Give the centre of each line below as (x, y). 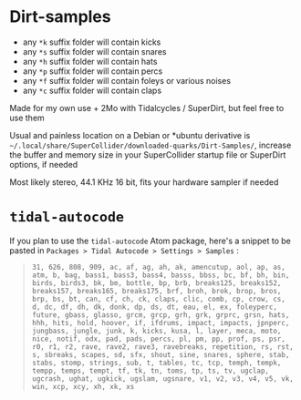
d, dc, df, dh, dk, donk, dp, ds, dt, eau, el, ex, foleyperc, (155, 307)
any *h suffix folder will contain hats (90, 61)
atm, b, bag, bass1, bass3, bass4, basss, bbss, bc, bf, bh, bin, (161, 275)
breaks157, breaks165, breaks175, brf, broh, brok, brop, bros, (156, 291)
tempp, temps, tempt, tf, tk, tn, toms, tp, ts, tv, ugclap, (150, 371)
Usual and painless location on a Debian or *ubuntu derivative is (130, 135)
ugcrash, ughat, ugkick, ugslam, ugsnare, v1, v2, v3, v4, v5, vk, (162, 379)
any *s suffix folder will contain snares (94, 51)
